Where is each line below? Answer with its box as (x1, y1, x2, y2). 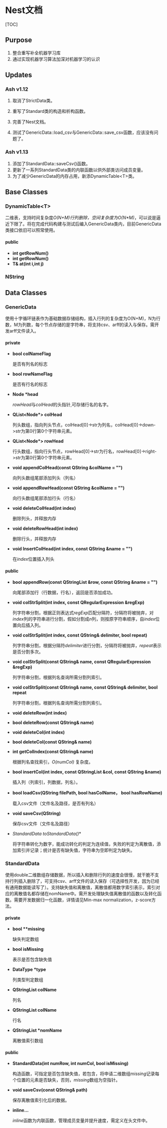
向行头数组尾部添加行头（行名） (12, 495, 78, 501)
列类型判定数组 (12, 977, 43, 983)
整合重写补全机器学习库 (12, 49, 61, 55)
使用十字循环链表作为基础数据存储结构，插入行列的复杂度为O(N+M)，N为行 (5, 316, 161, 322)
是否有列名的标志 (12, 361, 48, 367)
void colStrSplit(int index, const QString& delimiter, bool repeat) (12, 632, 148, 638)
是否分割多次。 (12, 649, 43, 655)
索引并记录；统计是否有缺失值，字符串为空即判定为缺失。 (16, 847, 135, 853)
